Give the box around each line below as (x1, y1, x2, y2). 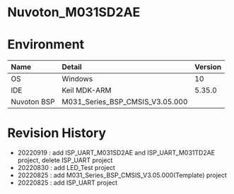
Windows (62, 74, 93, 84)
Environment (7, 37, 85, 53)
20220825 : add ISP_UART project (17, 178, 118, 187)
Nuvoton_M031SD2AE (7, 4, 141, 20)
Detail (62, 62, 83, 72)
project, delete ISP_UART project (17, 156, 113, 164)
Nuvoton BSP (11, 97, 55, 107)
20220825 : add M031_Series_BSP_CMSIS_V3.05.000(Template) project (17, 171, 228, 180)
